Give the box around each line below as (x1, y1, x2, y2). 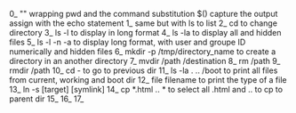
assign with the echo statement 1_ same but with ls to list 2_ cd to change (9, 18, 278, 28)
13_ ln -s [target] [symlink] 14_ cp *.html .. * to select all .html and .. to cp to (9, 85, 283, 94)
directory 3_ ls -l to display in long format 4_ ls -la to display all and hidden (9, 28, 282, 37)
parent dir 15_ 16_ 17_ (9, 93, 84, 104)
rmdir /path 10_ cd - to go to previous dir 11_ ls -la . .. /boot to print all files (9, 65, 278, 76)
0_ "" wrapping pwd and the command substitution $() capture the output (9, 9, 278, 19)
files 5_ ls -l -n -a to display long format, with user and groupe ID (9, 36, 246, 47)
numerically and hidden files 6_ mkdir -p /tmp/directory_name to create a (9, 46, 276, 57)
